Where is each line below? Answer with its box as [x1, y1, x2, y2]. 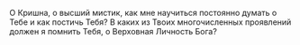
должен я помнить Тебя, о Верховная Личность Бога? [9, 26, 218, 36]
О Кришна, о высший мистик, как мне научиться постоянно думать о [9, 8, 277, 18]
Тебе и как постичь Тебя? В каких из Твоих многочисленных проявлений [9, 17, 292, 27]
